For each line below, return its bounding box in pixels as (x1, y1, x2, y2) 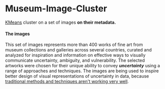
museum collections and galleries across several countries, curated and (5, 47, 152, 53)
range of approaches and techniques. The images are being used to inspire (5, 68, 159, 74)
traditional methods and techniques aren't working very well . (5, 79, 129, 85)
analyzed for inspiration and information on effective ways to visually (5, 52, 146, 58)
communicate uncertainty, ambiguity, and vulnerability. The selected (5, 57, 145, 63)
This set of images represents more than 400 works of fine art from (5, 42, 143, 47)
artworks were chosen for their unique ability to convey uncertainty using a (5, 63, 160, 69)
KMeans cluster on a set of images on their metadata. (5, 19, 116, 25)
